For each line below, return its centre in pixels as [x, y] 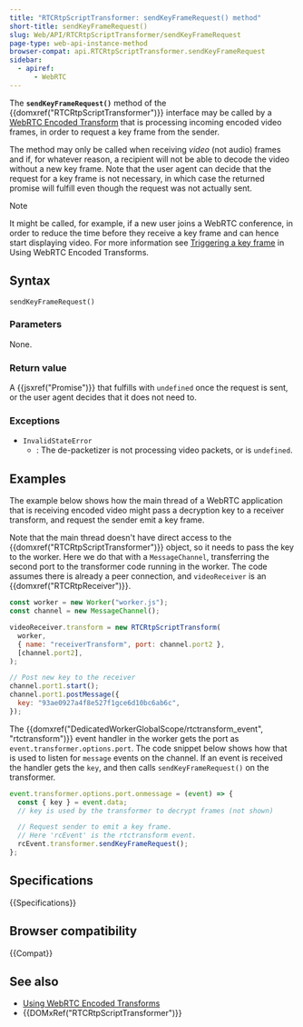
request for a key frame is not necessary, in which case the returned [137, 178]
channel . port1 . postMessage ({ [64, 695]
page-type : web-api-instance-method [78, 43]
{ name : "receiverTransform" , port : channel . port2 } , [121, 644]
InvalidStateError [57, 442]
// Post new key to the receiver [73, 678]
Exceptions [35, 421]
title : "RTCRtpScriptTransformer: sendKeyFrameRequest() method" [135, 18]
